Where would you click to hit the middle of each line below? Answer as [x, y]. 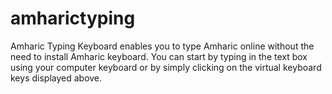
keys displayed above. [56, 78]
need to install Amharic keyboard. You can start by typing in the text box [159, 56]
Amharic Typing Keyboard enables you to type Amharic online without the [162, 46]
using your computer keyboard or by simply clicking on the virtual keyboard [166, 67]
